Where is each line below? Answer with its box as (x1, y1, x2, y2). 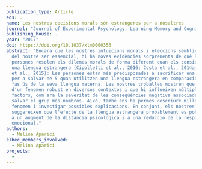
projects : (6, 148, 31, 154)
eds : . (6, 14, 23, 20)
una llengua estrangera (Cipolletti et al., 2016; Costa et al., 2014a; (11, 64, 198, 71)
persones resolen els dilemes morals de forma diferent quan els (11, 59, 179, 65)
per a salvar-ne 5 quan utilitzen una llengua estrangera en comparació (11, 76, 198, 82)
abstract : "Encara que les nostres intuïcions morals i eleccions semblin (6, 48, 198, 54)
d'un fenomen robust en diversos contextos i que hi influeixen (11, 87, 176, 93)
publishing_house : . (6, 31, 58, 37)
